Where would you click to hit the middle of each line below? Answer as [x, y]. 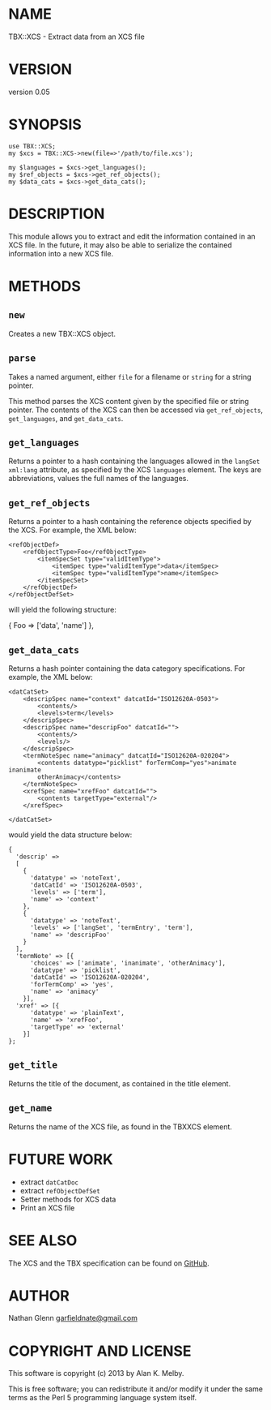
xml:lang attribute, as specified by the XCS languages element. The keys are [135, 470]
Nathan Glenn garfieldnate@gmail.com [73, 1318]
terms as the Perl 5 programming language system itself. [102, 1398]
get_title [33, 1065]
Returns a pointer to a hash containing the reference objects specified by [130, 522]
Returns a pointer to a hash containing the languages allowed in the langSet [134, 461]
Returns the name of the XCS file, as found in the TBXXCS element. [121, 1126]
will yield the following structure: [63, 610]
